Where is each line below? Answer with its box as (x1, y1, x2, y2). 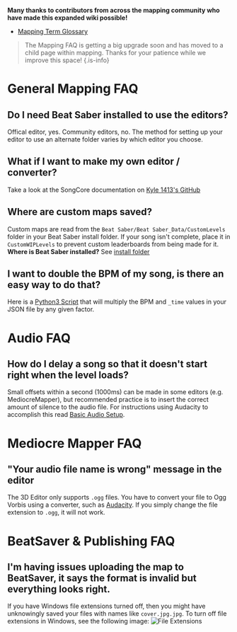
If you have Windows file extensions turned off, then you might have (7, 602, 206, 611)
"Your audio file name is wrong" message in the (7, 464, 222, 476)
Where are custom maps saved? (7, 206, 152, 218)
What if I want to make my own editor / (7, 156, 180, 168)
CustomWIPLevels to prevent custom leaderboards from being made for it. (7, 240, 219, 248)
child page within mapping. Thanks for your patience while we (24, 49, 207, 57)
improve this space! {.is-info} (24, 56, 110, 64)
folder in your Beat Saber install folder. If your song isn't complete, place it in (7, 232, 231, 241)
